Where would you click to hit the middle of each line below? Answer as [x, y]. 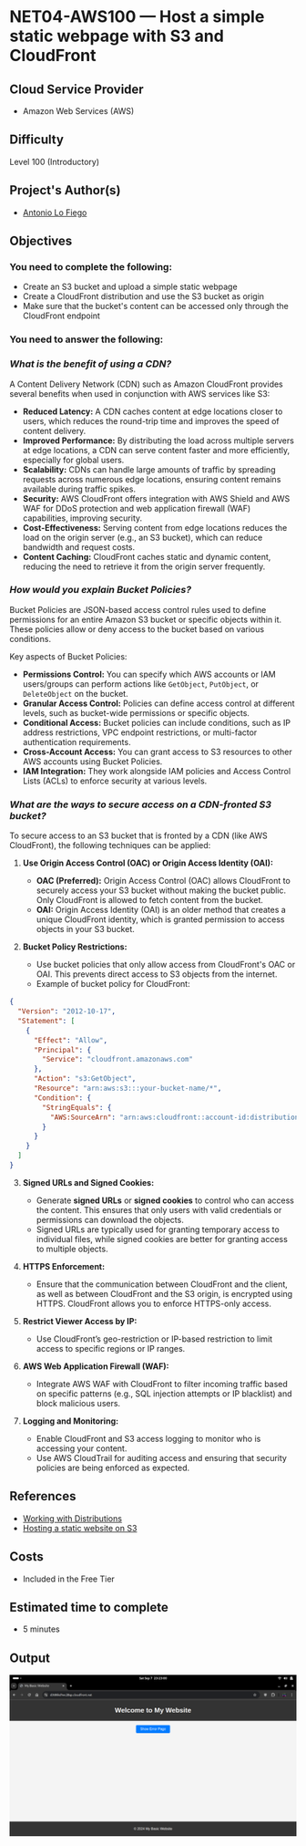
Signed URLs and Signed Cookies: [88, 1182]
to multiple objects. [72, 1249]
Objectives [41, 241]
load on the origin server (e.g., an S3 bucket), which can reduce [143, 537]
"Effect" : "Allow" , [70, 1040]
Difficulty [36, 140]
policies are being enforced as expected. [113, 1467]
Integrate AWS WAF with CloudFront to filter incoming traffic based [162, 1384]
